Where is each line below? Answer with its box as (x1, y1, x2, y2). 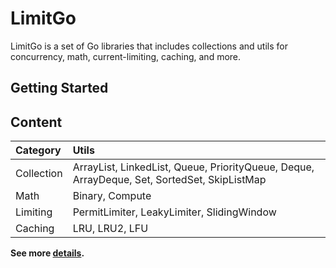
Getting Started (10, 80, 109, 97)
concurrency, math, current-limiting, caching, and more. (10, 50, 242, 62)
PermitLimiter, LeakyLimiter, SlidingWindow (72, 205, 277, 219)
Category (15, 143, 62, 157)
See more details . (10, 247, 85, 259)
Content (10, 113, 63, 131)
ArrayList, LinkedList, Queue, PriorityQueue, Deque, (72, 160, 315, 174)
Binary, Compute (72, 189, 152, 203)
